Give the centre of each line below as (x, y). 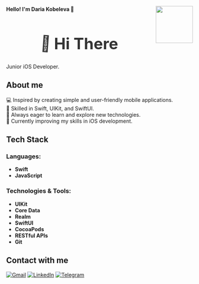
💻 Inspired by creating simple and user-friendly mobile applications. (90, 100)
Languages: (24, 157)
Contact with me (37, 261)
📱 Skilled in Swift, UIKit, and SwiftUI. (50, 108)
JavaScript (28, 175)
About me (25, 85)
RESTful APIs (31, 235)
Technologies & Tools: (39, 191)
